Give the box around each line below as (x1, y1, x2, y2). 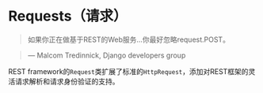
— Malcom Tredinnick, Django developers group (27, 50, 186, 60)
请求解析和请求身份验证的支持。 (14, 76, 120, 86)
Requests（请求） (8, 7, 128, 25)
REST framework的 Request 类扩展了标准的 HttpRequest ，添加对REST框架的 (8, 66, 249, 76)
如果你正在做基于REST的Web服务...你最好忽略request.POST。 (27, 35, 230, 44)
